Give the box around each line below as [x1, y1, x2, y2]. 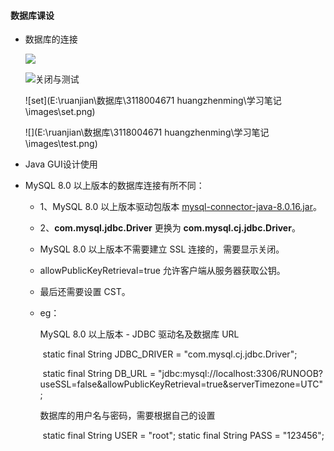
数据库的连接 [24, 33, 78, 45]
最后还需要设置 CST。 [39, 286, 131, 298]
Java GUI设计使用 [24, 158, 98, 170]
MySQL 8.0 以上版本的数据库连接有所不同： [24, 180, 205, 192]
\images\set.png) [24, 106, 96, 118]
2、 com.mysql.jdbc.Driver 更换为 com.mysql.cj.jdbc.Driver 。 [39, 222, 301, 234]
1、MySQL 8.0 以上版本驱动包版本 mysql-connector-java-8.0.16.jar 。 [39, 201, 322, 213]
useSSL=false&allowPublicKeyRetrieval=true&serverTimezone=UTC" [39, 378, 324, 390]
